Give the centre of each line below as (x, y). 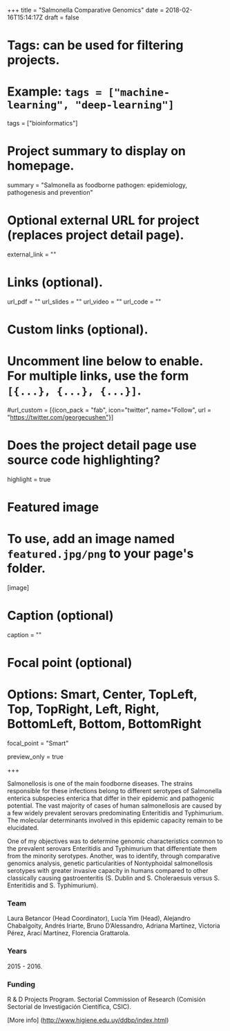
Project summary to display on (97, 151)
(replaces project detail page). (96, 235)
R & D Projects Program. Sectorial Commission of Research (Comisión (106, 999)
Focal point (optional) (70, 663)
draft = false (62, 17)
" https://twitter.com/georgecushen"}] (60, 417)
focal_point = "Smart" (38, 743)
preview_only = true (35, 757)
